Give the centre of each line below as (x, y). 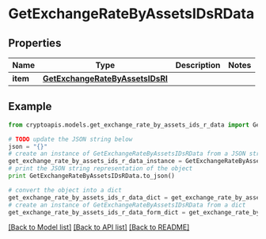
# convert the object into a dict (65, 190)
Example (30, 106)
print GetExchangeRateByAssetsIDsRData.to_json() (92, 176)
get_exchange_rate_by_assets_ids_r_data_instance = (95, 161)
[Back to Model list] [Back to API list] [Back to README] (99, 227)
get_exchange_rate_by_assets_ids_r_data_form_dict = (97, 212)
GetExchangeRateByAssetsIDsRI (105, 78)
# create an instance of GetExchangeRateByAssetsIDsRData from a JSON (127, 154)
